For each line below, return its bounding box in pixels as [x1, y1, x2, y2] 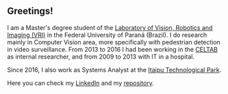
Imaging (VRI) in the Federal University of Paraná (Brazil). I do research [7, 31, 207, 39]
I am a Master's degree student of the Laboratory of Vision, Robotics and [7, 23, 213, 31]
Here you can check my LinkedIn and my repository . [7, 78, 154, 87]
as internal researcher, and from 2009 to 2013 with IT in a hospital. [7, 52, 195, 61]
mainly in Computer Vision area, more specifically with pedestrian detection [7, 37, 221, 46]
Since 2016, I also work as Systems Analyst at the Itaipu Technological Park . [7, 65, 222, 74]
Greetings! [7, 5, 53, 17]
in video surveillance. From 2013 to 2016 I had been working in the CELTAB [7, 45, 218, 53]
